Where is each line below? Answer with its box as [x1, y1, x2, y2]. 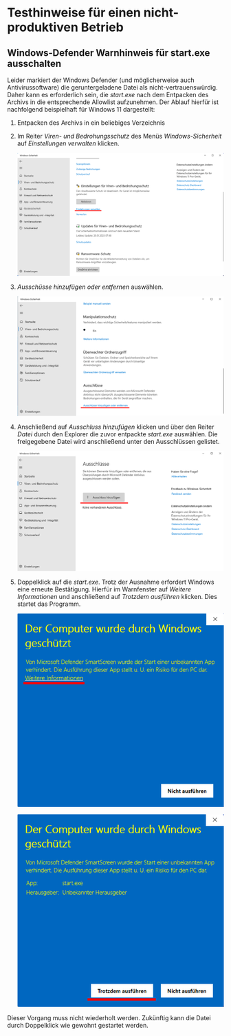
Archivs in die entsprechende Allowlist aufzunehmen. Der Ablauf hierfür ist [7, 98, 219, 106]
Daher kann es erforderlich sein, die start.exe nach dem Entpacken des [7, 91, 209, 99]
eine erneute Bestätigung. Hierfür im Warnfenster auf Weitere [16, 585, 191, 593]
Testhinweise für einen [7, 5, 141, 21]
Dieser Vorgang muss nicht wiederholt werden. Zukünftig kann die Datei [7, 1014, 211, 1022]
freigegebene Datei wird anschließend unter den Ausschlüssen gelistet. [16, 438, 220, 446]
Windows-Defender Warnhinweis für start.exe [7, 47, 210, 59]
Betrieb [80, 19, 124, 35]
